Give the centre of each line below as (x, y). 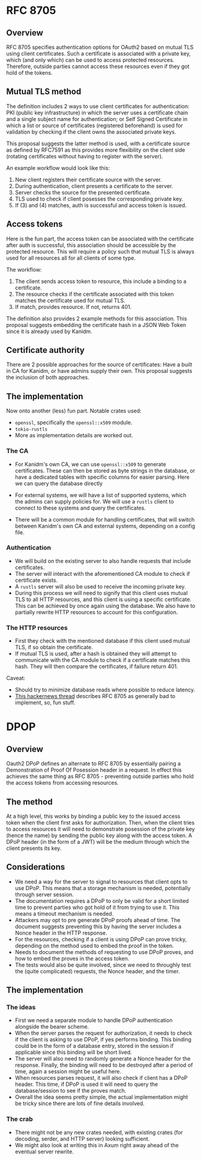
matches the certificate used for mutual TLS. (70, 300)
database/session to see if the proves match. (70, 1091)
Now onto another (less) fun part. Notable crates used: (74, 411)
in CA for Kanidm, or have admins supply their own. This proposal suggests (99, 371)
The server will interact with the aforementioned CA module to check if (102, 573)
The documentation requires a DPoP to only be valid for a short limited (102, 900)
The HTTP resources (37, 628)
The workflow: (24, 269)
